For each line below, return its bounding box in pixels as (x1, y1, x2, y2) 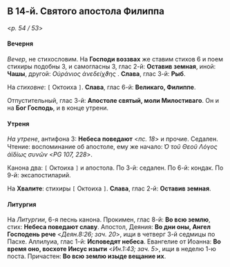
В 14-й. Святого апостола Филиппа (7, 6, 164, 17)
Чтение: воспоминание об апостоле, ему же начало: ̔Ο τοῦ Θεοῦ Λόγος (7, 143, 218, 151)
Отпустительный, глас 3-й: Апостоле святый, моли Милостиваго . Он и (7, 97, 220, 105)
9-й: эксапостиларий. (7, 171, 71, 179)
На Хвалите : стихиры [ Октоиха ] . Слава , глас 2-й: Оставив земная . (7, 184, 212, 192)
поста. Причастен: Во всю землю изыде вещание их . (7, 252, 166, 261)
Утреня (7, 119, 30, 128)
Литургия (7, 200, 37, 208)
